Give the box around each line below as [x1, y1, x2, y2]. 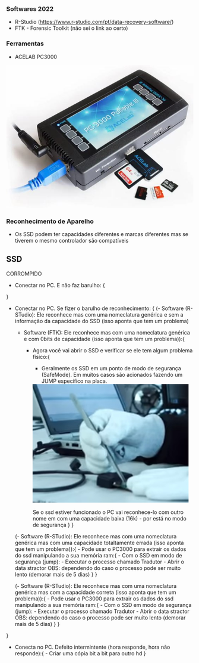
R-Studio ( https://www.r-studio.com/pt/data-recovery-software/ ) [14, 18, 174, 26]
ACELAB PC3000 [14, 53, 58, 60]
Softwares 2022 [6, 5, 54, 13]
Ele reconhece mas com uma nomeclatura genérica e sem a [36, 311, 184, 318]
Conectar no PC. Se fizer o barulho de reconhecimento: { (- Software [14, 305, 184, 312]
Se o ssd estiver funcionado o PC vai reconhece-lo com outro [32, 509, 184, 516]
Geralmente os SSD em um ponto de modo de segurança [41, 364, 181, 371]
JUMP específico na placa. [41, 377, 108, 385]
